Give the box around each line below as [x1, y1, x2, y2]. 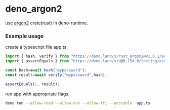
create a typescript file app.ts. [5, 44, 68, 50]
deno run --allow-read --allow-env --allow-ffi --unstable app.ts [5, 100, 151, 105]
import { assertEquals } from [5, 59, 69, 64]
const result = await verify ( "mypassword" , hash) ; [5, 72, 108, 78]
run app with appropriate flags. [5, 91, 70, 97]
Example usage [5, 32, 44, 40]
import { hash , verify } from [5, 54, 69, 59]
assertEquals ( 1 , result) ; [5, 82, 60, 87]
